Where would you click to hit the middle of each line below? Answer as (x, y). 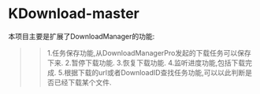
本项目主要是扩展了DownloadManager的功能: (82, 36)
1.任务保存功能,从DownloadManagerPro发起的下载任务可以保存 (149, 52)
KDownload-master (74, 14)
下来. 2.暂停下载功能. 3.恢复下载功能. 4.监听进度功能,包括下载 (146, 63)
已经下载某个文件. (83, 82)
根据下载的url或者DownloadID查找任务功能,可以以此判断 (155, 72)
